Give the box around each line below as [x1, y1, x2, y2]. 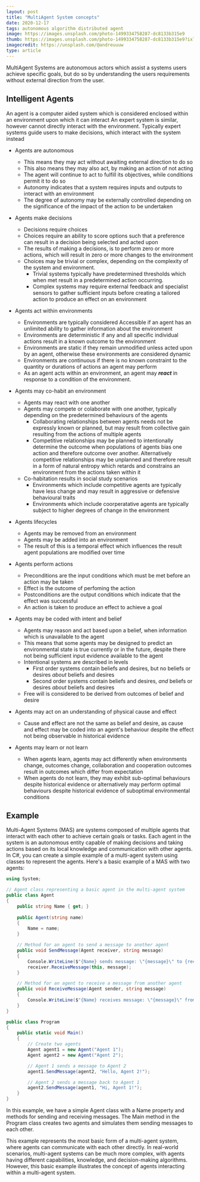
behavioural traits [32, 493, 76, 501]
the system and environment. [23, 264, 96, 271]
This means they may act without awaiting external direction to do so [23, 158, 193, 165]
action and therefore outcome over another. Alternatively [32, 449, 172, 456]
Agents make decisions [14, 214, 73, 221]
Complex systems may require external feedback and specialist [32, 283, 189, 290]
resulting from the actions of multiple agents [32, 430, 142, 437]
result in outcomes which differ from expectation [23, 768, 143, 775]
